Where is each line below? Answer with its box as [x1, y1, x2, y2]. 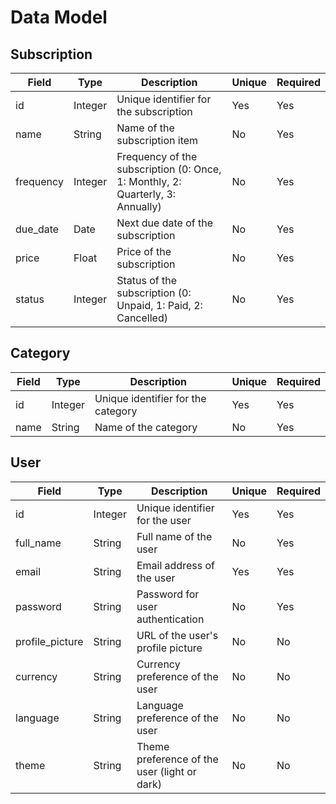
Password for [136, 587, 200, 601]
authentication [136, 612, 205, 626]
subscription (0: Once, [116, 162, 222, 176]
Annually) [116, 200, 162, 213]
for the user [136, 513, 192, 527]
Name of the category [94, 420, 198, 434]
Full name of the [136, 529, 213, 543]
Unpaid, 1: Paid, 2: [116, 299, 203, 312]
